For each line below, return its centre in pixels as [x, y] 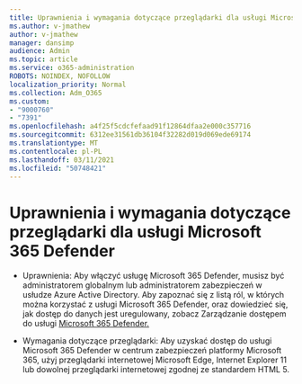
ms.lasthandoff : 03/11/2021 [62, 160]
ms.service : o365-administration [72, 68]
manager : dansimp [42, 43]
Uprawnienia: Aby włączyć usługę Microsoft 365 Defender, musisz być [153, 276]
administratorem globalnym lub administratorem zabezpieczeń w [142, 285]
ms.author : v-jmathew [50, 26]
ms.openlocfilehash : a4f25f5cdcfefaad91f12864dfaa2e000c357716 [130, 127]
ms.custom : [30, 101]
